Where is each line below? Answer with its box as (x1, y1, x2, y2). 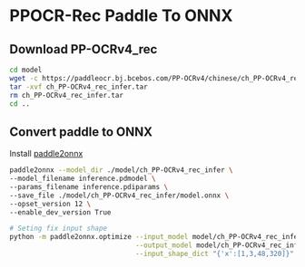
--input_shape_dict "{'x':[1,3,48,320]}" (134, 250, 295, 259)
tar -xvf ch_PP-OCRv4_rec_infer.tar (9, 82, 148, 91)
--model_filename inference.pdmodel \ (9, 174, 156, 184)
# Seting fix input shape (9, 224, 107, 234)
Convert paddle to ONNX (9, 124, 152, 139)
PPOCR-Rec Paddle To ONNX (9, 5, 233, 26)
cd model (9, 65, 43, 74)
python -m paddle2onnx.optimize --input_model (9, 233, 189, 242)
